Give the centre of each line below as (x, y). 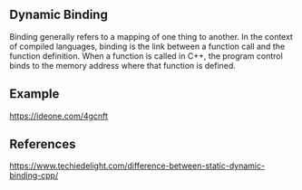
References (43, 144)
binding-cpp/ (34, 176)
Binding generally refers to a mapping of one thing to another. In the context (151, 36)
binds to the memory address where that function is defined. (122, 65)
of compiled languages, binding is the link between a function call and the (147, 46)
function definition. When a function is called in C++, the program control (146, 56)
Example (34, 94)
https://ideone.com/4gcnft (59, 116)
